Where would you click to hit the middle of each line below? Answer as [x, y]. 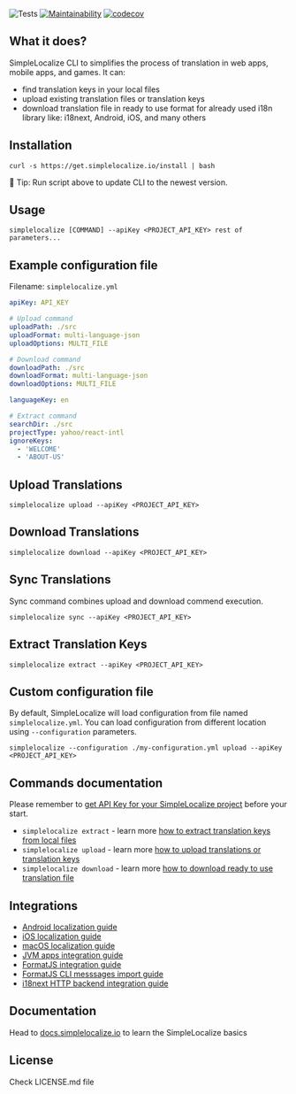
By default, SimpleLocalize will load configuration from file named [129, 713]
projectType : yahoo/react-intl [67, 432]
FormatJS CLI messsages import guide [92, 974]
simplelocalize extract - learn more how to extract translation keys [146, 831]
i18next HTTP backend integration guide [95, 983]
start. [19, 813]
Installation [41, 146]
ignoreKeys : [31, 441]
